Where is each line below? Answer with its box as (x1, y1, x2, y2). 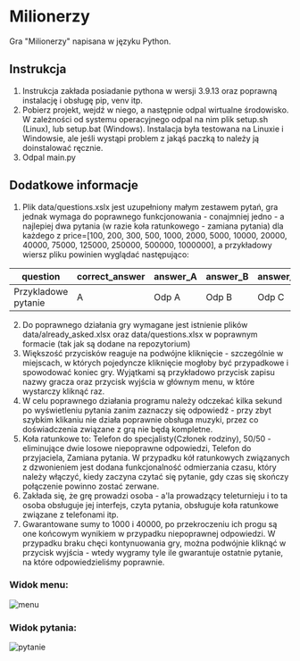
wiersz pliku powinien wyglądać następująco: (21, 248, 189, 260)
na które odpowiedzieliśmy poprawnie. (21, 556, 165, 567)
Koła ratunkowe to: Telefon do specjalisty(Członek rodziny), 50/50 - (21, 433, 272, 444)
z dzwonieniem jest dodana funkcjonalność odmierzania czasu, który (21, 462, 277, 473)
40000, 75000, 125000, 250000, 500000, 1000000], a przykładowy (21, 239, 272, 250)
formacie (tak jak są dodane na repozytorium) (21, 338, 191, 349)
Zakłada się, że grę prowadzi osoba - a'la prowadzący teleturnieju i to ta (21, 489, 288, 501)
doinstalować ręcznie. (21, 142, 104, 153)
